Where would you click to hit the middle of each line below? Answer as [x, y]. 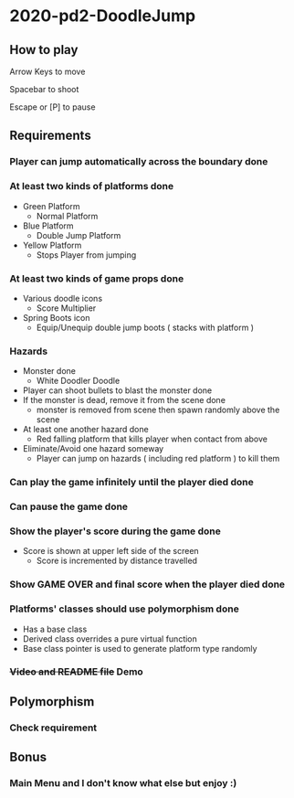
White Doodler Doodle [78, 381]
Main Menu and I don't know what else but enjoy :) [123, 783]
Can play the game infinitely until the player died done [131, 483]
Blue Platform [48, 226]
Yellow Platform [52, 245]
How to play [44, 50]
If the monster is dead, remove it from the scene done [124, 400]
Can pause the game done [69, 506]
